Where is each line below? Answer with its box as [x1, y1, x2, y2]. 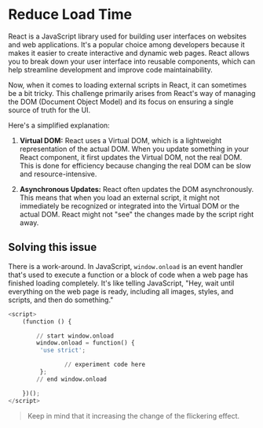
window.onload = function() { [36, 339, 135, 347]
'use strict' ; [39, 346, 86, 355]
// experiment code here [64, 360, 146, 369]
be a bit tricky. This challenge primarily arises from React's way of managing [8, 88, 256, 98]
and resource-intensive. [19, 169, 97, 179]
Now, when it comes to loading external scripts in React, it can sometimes [8, 80, 247, 90]
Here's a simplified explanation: [8, 120, 110, 130]
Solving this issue [8, 241, 97, 254]
